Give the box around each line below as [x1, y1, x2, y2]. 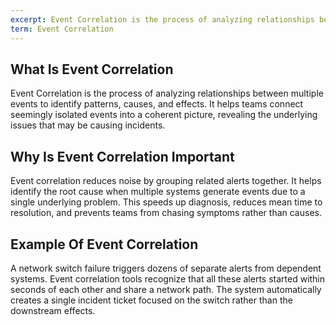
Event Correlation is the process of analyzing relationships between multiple [10, 87, 324, 100]
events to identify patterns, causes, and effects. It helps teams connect [10, 98, 304, 110]
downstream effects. [10, 304, 96, 316]
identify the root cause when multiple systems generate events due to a [10, 186, 306, 198]
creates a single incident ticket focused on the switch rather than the [10, 294, 293, 306]
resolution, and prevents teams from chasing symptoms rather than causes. [10, 207, 322, 219]
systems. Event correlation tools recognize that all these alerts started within [10, 272, 326, 285]
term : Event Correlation [10, 24, 114, 34]
